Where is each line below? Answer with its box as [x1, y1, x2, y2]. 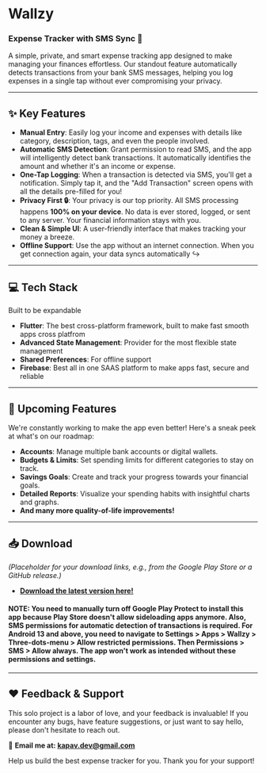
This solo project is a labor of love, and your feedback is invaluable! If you [8, 708, 249, 718]
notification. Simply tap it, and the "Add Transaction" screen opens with [19, 178, 253, 188]
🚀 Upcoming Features [8, 402, 117, 415]
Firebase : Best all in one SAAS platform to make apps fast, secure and [19, 363, 249, 373]
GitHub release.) [8, 570, 62, 580]
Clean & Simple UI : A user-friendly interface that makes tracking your [19, 224, 247, 234]
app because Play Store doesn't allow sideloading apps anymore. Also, [8, 612, 247, 622]
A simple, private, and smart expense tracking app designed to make [8, 51, 233, 60]
